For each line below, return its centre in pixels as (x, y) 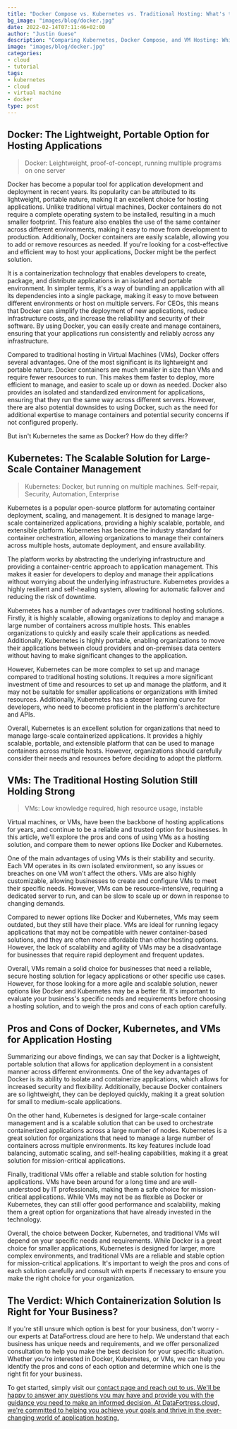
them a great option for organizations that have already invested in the (109, 1212)
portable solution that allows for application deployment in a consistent (110, 1064)
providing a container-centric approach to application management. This (113, 567)
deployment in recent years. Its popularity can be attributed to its (102, 191)
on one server (45, 170)
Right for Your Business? (63, 1312)
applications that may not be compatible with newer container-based (108, 933)
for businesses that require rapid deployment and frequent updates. (106, 955)
